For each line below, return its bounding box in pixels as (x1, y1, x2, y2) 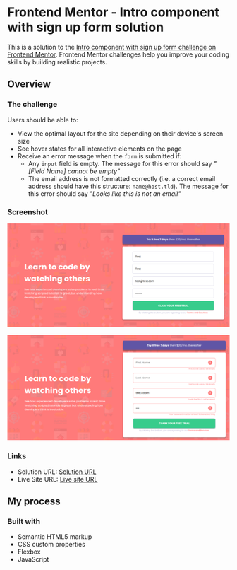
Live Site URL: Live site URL (17, 475, 98, 483)
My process (7, 496, 61, 508)
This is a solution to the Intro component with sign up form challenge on (7, 42, 217, 51)
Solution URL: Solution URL (17, 467, 97, 476)
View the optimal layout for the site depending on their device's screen (17, 129, 224, 138)
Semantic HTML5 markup (17, 533, 92, 541)
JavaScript (17, 555, 49, 564)
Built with (7, 517, 41, 526)
